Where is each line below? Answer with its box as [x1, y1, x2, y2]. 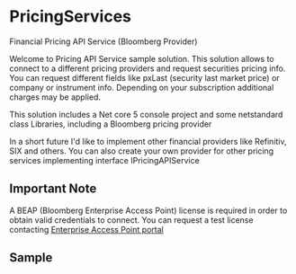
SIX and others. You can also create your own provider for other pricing [9, 146, 274, 156]
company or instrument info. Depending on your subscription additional [9, 82, 274, 93]
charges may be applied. [9, 92, 102, 102]
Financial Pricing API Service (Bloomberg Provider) [9, 36, 198, 47]
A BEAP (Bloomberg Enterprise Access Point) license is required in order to [9, 205, 288, 216]
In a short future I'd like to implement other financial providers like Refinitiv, [9, 136, 287, 146]
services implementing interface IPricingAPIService [9, 155, 200, 165]
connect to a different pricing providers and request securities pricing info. [9, 63, 286, 74]
